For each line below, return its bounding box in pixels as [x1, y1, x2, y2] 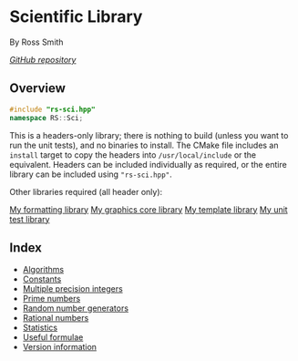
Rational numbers [22, 313, 89, 324]
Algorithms [22, 264, 65, 275]
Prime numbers [22, 294, 81, 304]
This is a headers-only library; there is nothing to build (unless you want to [9, 129, 289, 140]
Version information [22, 342, 98, 353]
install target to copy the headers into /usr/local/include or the [9, 149, 257, 160]
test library [9, 213, 50, 224]
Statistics [22, 322, 58, 334]
